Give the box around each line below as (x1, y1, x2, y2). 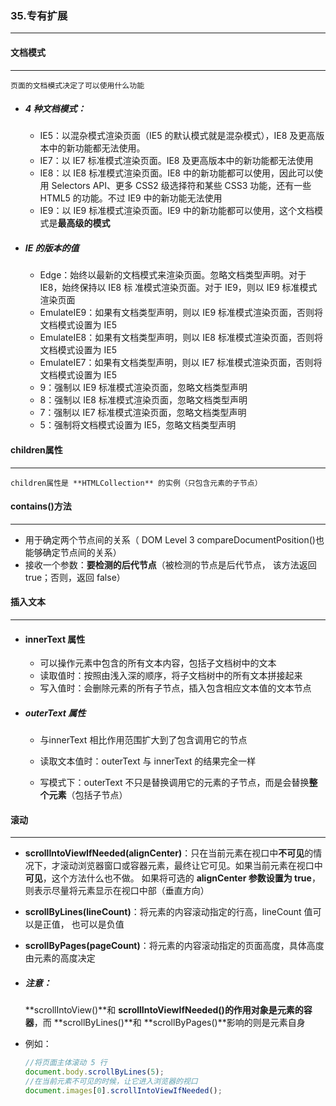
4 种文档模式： (24, 103, 87, 115)
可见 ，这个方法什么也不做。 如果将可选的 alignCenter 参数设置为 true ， (24, 872, 321, 884)
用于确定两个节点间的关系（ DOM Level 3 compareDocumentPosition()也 (24, 533, 325, 546)
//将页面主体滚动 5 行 (24, 1058, 108, 1068)
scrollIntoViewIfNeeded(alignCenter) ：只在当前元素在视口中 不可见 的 (24, 847, 314, 859)
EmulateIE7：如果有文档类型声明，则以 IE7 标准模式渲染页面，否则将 (39, 357, 323, 369)
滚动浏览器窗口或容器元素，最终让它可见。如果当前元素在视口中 (59, 860, 323, 872)
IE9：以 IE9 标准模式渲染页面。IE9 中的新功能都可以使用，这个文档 (39, 205, 315, 217)
